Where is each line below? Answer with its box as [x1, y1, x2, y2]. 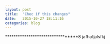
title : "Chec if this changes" [5, 12, 70, 16]
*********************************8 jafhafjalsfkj [5, 34, 106, 40]
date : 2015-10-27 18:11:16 [5, 16, 64, 21]
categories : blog [5, 20, 40, 26]
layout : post [5, 7, 31, 12]
